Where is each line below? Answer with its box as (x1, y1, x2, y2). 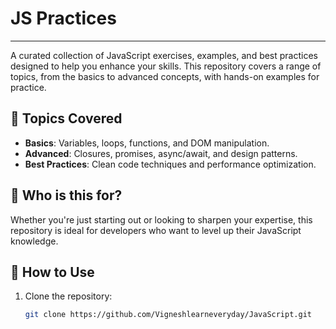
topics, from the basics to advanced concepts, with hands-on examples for (10, 70, 320, 82)
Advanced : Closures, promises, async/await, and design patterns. (24, 147, 298, 159)
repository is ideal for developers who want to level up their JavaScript (10, 224, 302, 236)
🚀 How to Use (10, 263, 95, 281)
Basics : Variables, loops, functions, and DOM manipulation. (24, 137, 270, 149)
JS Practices (10, 7, 117, 30)
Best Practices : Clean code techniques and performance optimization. (24, 158, 317, 170)
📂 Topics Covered (10, 110, 123, 127)
